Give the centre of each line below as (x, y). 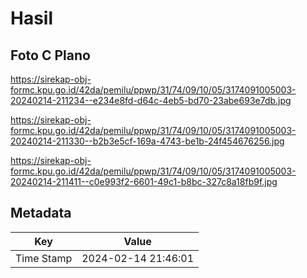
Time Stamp (44, 258)
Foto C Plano (50, 55)
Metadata (41, 213)
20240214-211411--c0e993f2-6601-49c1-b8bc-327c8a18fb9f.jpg (144, 181)
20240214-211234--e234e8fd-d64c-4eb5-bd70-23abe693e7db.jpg (151, 100)
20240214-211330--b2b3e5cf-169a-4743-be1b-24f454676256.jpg (147, 141)
